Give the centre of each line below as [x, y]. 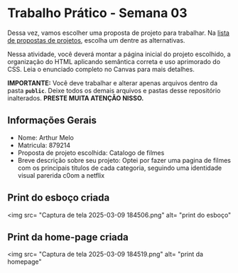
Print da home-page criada [68, 237]
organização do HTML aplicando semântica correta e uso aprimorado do [114, 61]
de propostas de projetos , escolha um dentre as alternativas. [96, 40]
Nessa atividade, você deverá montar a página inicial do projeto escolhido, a [119, 54]
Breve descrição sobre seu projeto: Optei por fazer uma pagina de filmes [124, 160]
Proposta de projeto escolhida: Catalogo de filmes [91, 152]
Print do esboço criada [59, 198]
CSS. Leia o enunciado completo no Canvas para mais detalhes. [101, 69]
